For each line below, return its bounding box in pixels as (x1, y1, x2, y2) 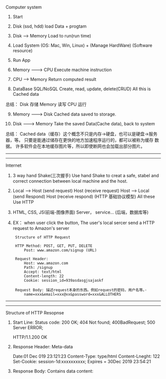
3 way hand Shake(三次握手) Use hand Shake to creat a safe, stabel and (12, 173, 159, 178)
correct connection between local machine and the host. (12, 178, 128, 184)
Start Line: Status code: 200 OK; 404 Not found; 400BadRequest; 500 (12, 319, 156, 325)
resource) (12, 48, 33, 53)
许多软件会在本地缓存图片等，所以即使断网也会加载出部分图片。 (15, 143, 145, 149)
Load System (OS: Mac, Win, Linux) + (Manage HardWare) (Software (12, 42, 152, 48)
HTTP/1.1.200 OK (12, 334, 47, 340)
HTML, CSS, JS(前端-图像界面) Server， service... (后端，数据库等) (12, 209, 149, 215)
